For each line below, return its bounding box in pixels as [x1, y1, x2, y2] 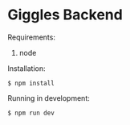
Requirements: [7, 32, 55, 42]
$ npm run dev [7, 109, 55, 117]
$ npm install [7, 79, 55, 87]
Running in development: [7, 93, 90, 102]
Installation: [7, 63, 46, 73]
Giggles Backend [7, 6, 124, 24]
